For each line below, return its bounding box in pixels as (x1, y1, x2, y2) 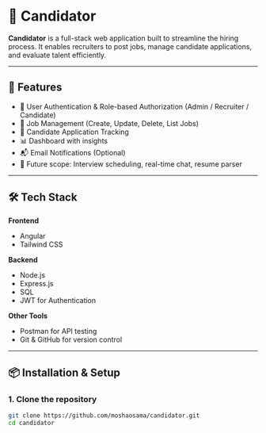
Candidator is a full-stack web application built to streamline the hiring (8, 33, 239, 43)
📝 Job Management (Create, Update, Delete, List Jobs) (19, 118, 199, 128)
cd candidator (8, 420, 55, 427)
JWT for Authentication (19, 295, 97, 305)
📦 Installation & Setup (8, 366, 121, 379)
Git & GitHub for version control (19, 335, 123, 344)
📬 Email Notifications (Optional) (19, 148, 126, 157)
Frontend (8, 216, 40, 225)
